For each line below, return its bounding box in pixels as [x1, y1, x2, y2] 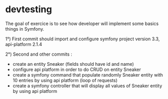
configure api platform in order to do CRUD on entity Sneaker [12, 66, 141, 72]
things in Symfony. [5, 26, 44, 32]
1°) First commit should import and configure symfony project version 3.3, [5, 36, 160, 42]
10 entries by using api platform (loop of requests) [12, 77, 118, 83]
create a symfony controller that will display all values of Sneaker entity [12, 83, 162, 89]
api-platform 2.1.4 [5, 41, 42, 47]
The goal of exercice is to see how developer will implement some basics [5, 20, 159, 27]
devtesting [5, 4, 52, 15]
